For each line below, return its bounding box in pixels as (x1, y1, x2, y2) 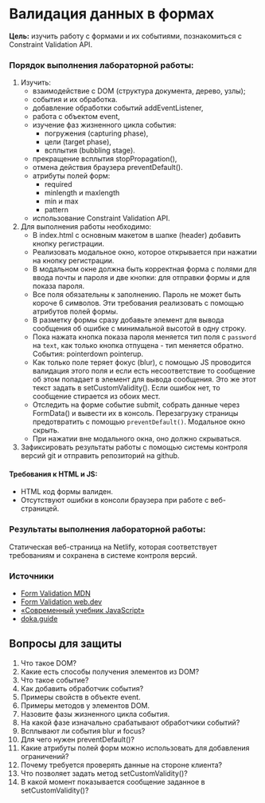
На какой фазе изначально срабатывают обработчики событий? (20, 718, 240, 727)
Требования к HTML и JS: (9, 469, 98, 479)
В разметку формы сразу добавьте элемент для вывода (32, 315, 224, 325)
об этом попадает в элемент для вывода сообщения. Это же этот (32, 374, 257, 384)
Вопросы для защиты (9, 637, 123, 651)
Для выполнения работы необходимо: (20, 222, 152, 231)
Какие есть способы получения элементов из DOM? (20, 667, 200, 676)
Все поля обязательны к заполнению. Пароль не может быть (32, 290, 242, 299)
